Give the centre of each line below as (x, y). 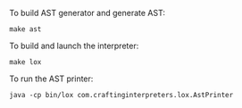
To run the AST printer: (51, 79)
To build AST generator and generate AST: (87, 13)
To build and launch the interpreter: (74, 46)
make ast (25, 29)
